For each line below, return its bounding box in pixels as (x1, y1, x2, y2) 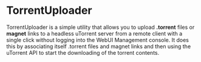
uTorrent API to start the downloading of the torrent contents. (6, 49, 160, 56)
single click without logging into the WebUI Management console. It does (6, 36, 189, 43)
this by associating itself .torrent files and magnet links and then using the (6, 43, 191, 50)
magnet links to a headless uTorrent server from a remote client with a (6, 29, 183, 37)
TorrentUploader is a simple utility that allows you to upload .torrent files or (6, 23, 195, 31)
